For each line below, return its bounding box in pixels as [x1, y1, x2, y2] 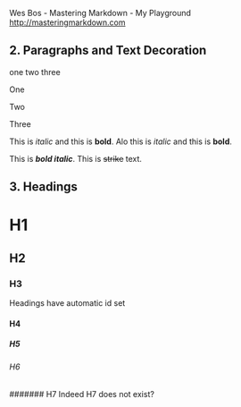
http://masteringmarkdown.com [9, 17, 127, 28]
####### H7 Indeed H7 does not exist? [9, 389, 154, 400]
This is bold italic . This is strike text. [9, 153, 143, 164]
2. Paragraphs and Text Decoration [9, 43, 207, 58]
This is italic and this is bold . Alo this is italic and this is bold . [9, 136, 232, 147]
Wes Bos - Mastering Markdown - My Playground [9, 8, 192, 18]
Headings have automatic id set [9, 298, 126, 309]
